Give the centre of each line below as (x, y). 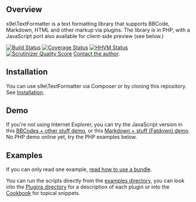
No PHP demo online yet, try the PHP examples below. (72, 137)
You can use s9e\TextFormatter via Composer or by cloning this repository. (97, 86)
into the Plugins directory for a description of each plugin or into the (88, 187)
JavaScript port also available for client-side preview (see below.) (85, 36)
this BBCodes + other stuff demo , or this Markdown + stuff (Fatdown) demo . (98, 131)
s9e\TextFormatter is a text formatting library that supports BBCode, (88, 23)
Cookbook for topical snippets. (43, 193)
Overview (24, 10)
